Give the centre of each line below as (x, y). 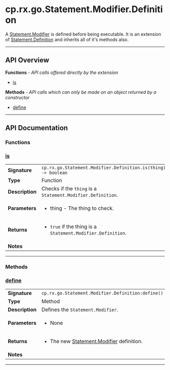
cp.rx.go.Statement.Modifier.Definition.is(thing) (103, 168)
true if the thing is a (73, 227)
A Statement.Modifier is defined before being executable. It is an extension (83, 34)
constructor (17, 97)
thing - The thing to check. (82, 208)
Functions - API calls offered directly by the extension (62, 72)
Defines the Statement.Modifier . (80, 309)
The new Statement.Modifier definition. (96, 341)
